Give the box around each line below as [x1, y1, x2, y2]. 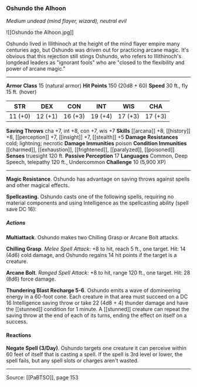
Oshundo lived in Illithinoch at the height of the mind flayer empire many [6, 40, 180, 48]
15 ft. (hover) [6, 88, 37, 95]
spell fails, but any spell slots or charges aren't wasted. [6, 357, 139, 364]
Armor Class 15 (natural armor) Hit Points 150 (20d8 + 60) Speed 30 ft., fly [6, 82, 188, 89]
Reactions [6, 331, 31, 339]
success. [6, 318, 28, 325]
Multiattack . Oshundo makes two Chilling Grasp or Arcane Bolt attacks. [6, 234, 179, 241]
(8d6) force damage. [6, 275, 56, 283]
